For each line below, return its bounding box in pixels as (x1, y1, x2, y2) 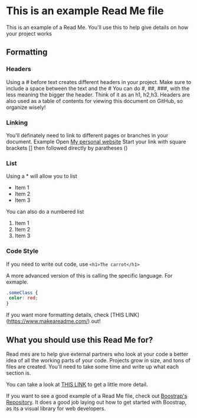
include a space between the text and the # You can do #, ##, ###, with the (6, 85, 190, 92)
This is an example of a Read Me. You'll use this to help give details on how (6, 24, 189, 31)
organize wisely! (6, 104, 46, 111)
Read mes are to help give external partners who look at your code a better (6, 351, 189, 358)
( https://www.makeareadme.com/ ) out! (6, 318, 101, 325)
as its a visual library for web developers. (6, 404, 106, 412)
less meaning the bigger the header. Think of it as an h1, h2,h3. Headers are (6, 91, 191, 98)
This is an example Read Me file (6, 4, 164, 18)
